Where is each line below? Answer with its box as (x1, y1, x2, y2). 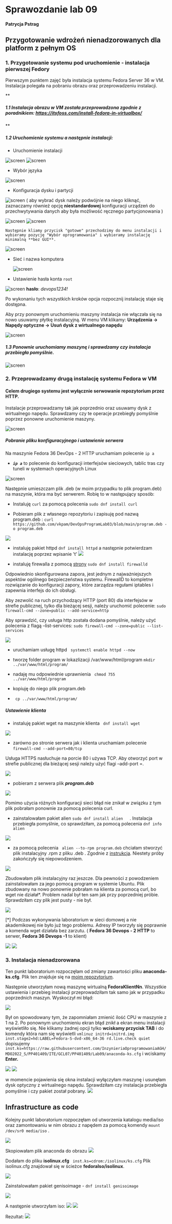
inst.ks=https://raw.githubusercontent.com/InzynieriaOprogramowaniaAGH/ (5, 1046, 167, 1051)
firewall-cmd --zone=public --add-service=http (5, 608, 109, 613)
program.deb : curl (12, 516, 54, 522)
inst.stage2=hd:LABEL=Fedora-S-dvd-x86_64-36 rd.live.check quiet (5, 1036, 150, 1041)
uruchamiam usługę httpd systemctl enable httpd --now (12, 647, 135, 653)
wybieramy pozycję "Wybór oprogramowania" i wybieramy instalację (5, 233, 150, 238)
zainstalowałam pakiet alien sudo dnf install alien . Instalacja (12, 815, 152, 821)
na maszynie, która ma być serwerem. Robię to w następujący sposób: (5, 491, 155, 497)
